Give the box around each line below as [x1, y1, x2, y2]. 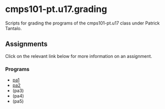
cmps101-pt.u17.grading [5, 3, 107, 15]
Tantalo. [5, 25, 22, 31]
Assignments [5, 40, 48, 48]
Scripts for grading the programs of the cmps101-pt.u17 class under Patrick [5, 20, 160, 26]
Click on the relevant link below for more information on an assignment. [5, 53, 152, 59]
